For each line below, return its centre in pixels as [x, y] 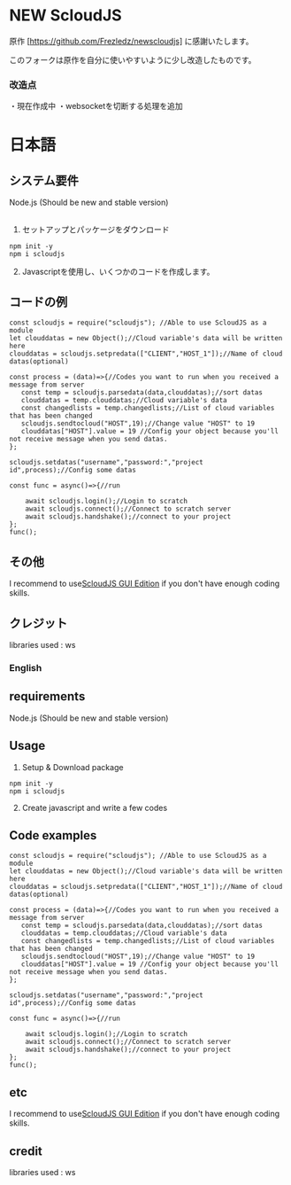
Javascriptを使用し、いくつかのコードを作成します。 [118, 271]
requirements [47, 697]
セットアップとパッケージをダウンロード [96, 229]
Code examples [53, 835]
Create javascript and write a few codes [95, 807]
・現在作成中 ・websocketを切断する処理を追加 [96, 106]
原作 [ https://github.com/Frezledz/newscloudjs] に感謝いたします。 [131, 41]
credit [26, 1151]
